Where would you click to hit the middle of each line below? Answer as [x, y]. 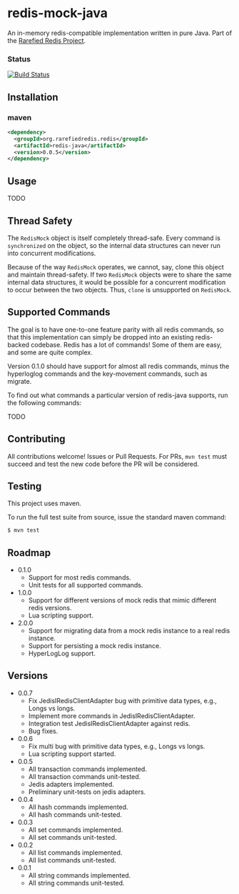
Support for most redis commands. [80, 577]
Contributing [36, 439]
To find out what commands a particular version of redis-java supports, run [118, 395]
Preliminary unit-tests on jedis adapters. [87, 792]
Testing [25, 486]
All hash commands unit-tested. [75, 814]
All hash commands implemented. [78, 807]
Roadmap [29, 553]
